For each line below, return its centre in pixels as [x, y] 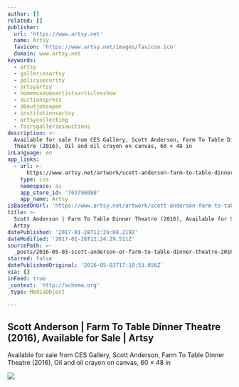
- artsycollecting [41, 120]
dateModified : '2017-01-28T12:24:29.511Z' [71, 239]
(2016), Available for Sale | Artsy [81, 338]
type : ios [35, 179]
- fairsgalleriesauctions [52, 126]
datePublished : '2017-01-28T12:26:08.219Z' [73, 232]
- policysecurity [39, 80]
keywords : [22, 60]
